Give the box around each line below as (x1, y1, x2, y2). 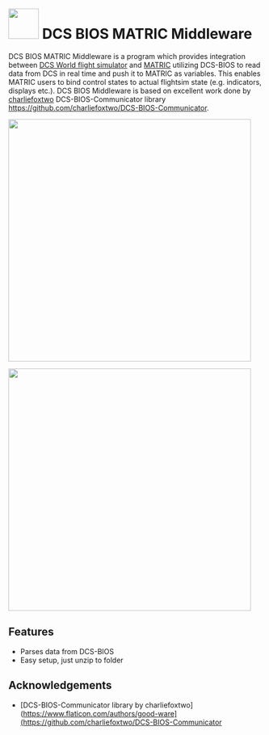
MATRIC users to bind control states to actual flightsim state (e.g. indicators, (8, 77, 263, 86)
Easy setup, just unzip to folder (19, 655, 124, 665)
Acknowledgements (8, 678, 112, 692)
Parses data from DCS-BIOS (19, 646, 115, 656)
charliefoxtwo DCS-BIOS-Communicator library (8, 94, 166, 104)
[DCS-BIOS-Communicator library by (19, 699, 144, 710)
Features (8, 625, 54, 639)
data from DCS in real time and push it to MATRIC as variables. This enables (8, 69, 261, 78)
